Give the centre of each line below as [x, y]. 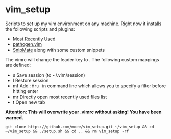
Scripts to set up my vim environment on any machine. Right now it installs [83, 24]
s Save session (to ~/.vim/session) [49, 75]
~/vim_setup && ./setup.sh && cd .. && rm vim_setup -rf [67, 131]
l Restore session [31, 80]
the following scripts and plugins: [40, 29]
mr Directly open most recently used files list [60, 97]
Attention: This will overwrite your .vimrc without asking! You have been [83, 112]
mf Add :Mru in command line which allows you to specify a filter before [89, 86]
